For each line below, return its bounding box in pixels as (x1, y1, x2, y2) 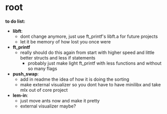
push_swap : (12, 71, 39, 77)
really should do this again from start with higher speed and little (20, 49, 155, 55)
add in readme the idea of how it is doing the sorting (20, 76, 130, 82)
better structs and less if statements (20, 54, 96, 61)
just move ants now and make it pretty (20, 97, 100, 103)
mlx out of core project (20, 87, 68, 93)
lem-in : (12, 92, 28, 98)
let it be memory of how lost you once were (20, 38, 111, 44)
